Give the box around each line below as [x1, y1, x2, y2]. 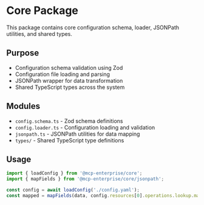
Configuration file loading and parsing [15, 71, 110, 78]
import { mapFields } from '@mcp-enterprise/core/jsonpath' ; [6, 176, 165, 182]
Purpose [6, 48, 39, 58]
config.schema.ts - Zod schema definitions [15, 117, 123, 125]
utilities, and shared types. [6, 30, 73, 37]
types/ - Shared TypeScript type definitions [15, 136, 124, 144]
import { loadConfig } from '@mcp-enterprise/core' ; [6, 170, 143, 176]
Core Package [6, 4, 79, 18]
